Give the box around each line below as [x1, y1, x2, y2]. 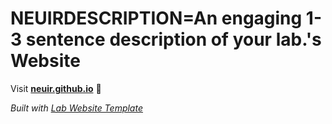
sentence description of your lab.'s [25, 28, 322, 51]
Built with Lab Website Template [10, 102, 143, 114]
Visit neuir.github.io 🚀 [10, 82, 102, 94]
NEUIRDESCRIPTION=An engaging [10, 7, 303, 30]
